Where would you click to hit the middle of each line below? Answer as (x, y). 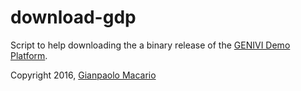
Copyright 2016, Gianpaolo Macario (83, 75)
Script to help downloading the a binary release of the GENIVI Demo (150, 45)
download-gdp (73, 17)
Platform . (29, 55)
